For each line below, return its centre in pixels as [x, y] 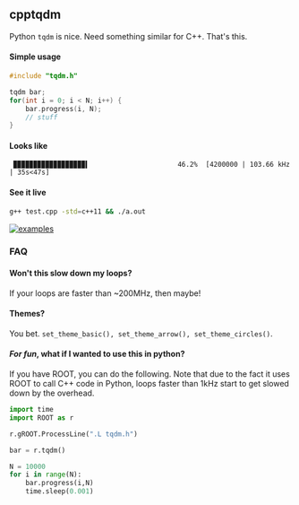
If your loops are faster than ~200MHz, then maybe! [105, 293]
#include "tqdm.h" [43, 76]
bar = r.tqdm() [38, 450]
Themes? [27, 314]
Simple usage [35, 57]
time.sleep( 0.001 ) [60, 492]
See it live [28, 193]
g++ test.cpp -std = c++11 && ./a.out [77, 211]
